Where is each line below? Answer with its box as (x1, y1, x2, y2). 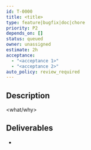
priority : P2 (6, 25, 38, 31)
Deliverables (6, 123, 53, 133)
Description (6, 91, 50, 101)
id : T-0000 (6, 8, 33, 15)
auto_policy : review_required (6, 69, 80, 75)
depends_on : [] (6, 31, 43, 36)
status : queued (6, 36, 43, 42)
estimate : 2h (6, 47, 38, 53)
